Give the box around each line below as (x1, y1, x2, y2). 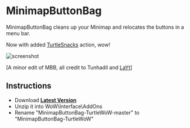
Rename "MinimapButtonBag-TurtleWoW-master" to (14, 109, 140, 116)
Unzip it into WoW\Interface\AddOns (14, 103, 102, 110)
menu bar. (6, 29, 30, 36)
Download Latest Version (14, 96, 77, 103)
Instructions (6, 81, 51, 91)
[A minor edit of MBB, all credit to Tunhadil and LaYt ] (6, 63, 133, 71)
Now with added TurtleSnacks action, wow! (6, 41, 110, 48)
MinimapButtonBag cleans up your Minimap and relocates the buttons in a (6, 23, 184, 31)
